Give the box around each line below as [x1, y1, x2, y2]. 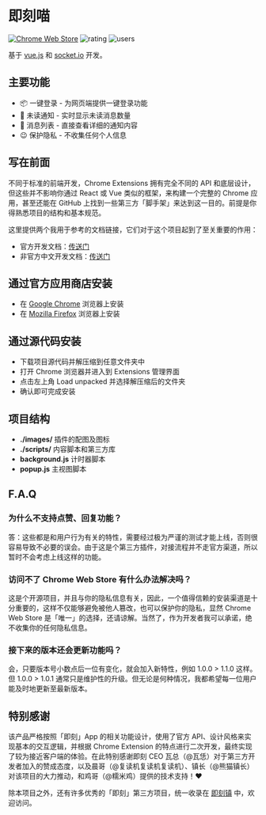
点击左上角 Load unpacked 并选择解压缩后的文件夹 [19, 377, 186, 386]
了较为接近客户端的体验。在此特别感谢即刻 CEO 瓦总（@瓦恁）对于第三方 [8, 752, 249, 761]
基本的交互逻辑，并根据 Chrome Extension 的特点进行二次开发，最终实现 [14, 741, 253, 752]
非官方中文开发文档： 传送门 [19, 251, 111, 261]
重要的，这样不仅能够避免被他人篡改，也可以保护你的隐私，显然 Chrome [14, 603, 252, 612]
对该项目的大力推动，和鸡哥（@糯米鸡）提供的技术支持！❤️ [8, 771, 203, 781]
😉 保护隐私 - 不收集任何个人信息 [19, 130, 127, 139]
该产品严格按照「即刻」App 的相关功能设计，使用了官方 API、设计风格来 [8, 732, 245, 741]
